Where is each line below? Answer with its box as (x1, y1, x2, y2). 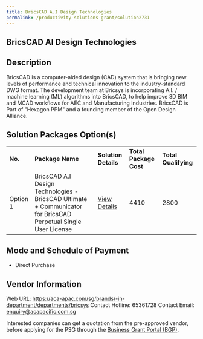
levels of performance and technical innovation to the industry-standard (6, 80, 185, 87)
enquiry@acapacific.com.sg (6, 308, 77, 315)
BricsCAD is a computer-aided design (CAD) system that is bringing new (6, 73, 187, 81)
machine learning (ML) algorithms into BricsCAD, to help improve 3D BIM (6, 93, 188, 100)
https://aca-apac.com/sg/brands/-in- (32, 295, 125, 303)
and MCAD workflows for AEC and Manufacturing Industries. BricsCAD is (6, 99, 188, 107)
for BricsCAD (34, 209, 72, 218)
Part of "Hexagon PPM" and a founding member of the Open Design (6, 105, 176, 113)
